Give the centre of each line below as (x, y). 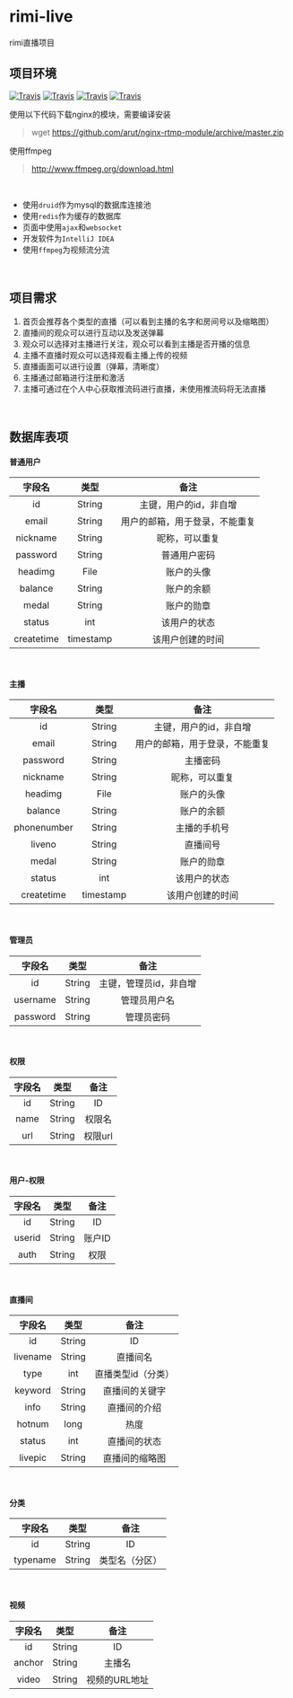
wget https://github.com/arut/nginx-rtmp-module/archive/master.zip (157, 132)
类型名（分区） (131, 1561)
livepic (33, 1458)
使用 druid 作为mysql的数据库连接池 (86, 205)
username (35, 999)
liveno (43, 844)
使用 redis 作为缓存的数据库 (72, 216)
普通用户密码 (188, 556)
